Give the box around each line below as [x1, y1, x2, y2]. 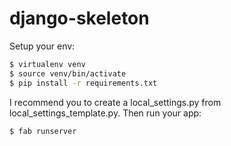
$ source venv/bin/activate [9, 68, 127, 79]
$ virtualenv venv [9, 59, 86, 69]
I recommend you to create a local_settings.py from [9, 96, 222, 108]
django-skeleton [9, 7, 150, 30]
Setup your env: [9, 40, 76, 52]
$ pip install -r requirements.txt [9, 78, 158, 88]
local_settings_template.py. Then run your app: [9, 107, 202, 119]
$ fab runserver [9, 126, 77, 136]
